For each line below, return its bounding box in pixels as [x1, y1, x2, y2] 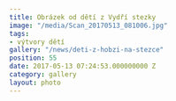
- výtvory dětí [9, 37, 65, 47]
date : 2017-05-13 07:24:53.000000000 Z [9, 62, 157, 71]
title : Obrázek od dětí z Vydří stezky [9, 12, 157, 22]
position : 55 [9, 54, 57, 62]
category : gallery [9, 70, 77, 79]
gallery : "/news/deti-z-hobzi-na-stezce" [9, 46, 165, 54]
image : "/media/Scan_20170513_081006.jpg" [9, 21, 168, 30]
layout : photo [9, 78, 62, 87]
